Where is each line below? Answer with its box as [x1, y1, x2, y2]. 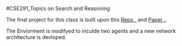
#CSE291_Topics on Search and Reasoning [6, 5, 110, 12]
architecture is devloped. [6, 34, 67, 40]
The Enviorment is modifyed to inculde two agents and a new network [6, 27, 176, 34]
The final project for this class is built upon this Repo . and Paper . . [6, 16, 167, 23]
